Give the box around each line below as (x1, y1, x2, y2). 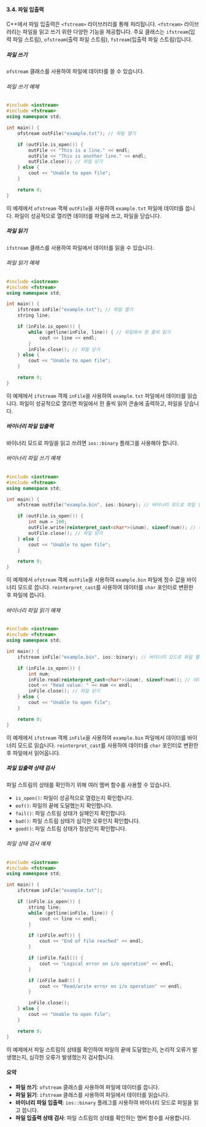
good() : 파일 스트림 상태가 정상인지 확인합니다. (15, 824, 127, 832)
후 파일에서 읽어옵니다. (6, 749, 61, 756)
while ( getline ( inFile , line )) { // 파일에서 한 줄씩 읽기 (28, 329, 170, 335)
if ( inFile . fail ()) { (28, 955, 84, 961)
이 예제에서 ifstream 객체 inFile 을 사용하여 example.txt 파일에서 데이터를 (6, 392, 186, 399)
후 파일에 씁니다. (6, 591, 46, 598)
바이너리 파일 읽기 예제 (6, 606, 61, 614)
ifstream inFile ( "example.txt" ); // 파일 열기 (17, 307, 134, 313)
